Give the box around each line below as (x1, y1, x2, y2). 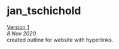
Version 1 (7, 24, 29, 31)
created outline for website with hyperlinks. (7, 36, 114, 43)
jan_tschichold (7, 4, 81, 18)
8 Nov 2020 (7, 30, 36, 37)
